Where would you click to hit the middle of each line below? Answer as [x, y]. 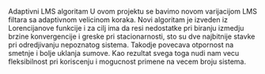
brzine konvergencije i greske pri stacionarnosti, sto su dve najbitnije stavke [132, 36]
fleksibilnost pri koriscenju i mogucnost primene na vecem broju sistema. [127, 61]
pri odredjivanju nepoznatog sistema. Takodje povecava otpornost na [121, 45]
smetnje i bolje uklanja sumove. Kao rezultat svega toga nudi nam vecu [124, 53]
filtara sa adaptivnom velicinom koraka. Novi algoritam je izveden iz [118, 20]
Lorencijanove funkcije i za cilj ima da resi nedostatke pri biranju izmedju [126, 28]
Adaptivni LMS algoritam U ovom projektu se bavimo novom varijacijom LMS [132, 11]
